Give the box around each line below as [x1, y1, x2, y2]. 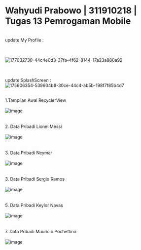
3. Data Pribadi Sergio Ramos [5, 176, 65, 182]
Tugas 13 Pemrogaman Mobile [5, 15, 131, 27]
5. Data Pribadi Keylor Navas [5, 202, 63, 208]
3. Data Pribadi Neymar [5, 150, 53, 156]
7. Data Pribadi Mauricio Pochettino [5, 228, 76, 234]
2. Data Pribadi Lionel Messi [5, 124, 62, 129]
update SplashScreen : [5, 77, 51, 83]
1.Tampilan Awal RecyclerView [5, 97, 67, 103]
